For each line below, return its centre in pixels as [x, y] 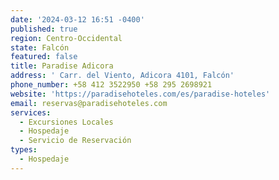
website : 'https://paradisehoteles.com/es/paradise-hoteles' [140, 94]
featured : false [44, 57]
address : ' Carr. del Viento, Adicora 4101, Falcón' [122, 76]
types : [24, 150]
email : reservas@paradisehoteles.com [89, 103]
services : [31, 112]
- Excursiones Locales [66, 122]
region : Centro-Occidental [66, 38]
